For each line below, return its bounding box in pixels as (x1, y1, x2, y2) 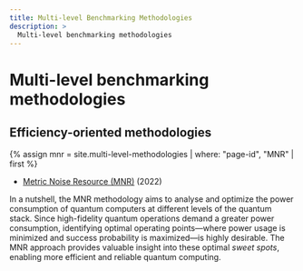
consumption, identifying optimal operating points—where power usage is (9, 223, 286, 234)
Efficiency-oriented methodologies (9, 125, 211, 140)
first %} (9, 158, 38, 169)
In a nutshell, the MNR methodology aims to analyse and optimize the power (9, 194, 294, 205)
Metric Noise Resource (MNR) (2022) (22, 176, 162, 187)
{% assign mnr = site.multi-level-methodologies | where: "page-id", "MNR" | (9, 149, 295, 160)
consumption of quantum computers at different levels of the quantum (9, 204, 272, 215)
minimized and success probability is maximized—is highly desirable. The (9, 233, 285, 244)
